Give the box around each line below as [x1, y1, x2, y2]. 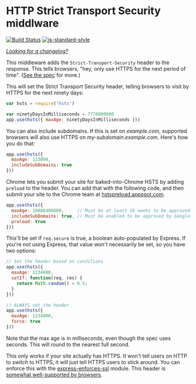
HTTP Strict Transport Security [6, 4, 161, 18]
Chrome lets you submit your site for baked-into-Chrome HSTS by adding [6, 178, 184, 186]
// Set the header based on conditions [6, 259, 104, 264]
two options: [6, 247, 36, 254]
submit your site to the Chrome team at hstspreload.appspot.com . [6, 191, 165, 198]
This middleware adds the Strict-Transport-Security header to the [6, 59, 170, 66]
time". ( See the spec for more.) [6, 71, 81, 78]
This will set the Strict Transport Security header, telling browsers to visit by [6, 82, 190, 90]
